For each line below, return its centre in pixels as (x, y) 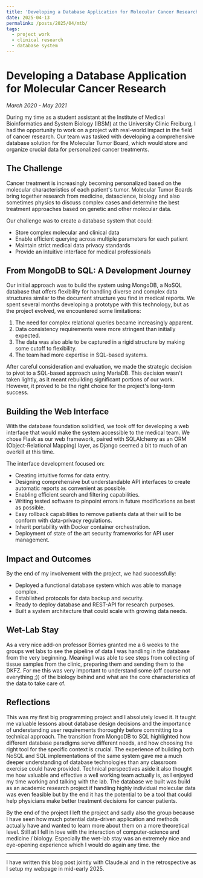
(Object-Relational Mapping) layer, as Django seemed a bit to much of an (97, 446)
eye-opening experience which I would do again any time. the (83, 845)
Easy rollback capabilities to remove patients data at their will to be (98, 514)
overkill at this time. (31, 452)
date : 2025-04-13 (28, 18)
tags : (13, 29)
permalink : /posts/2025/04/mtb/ (47, 23)
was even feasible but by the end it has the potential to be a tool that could (99, 794)
